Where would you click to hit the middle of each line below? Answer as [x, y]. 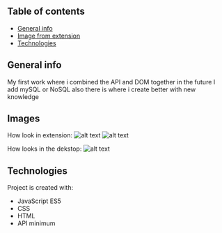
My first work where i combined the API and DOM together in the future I [111, 82]
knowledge [23, 96]
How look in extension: [40, 135]
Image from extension [49, 36]
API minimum [36, 223]
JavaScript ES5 [39, 201]
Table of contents [46, 12]
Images [24, 119]
